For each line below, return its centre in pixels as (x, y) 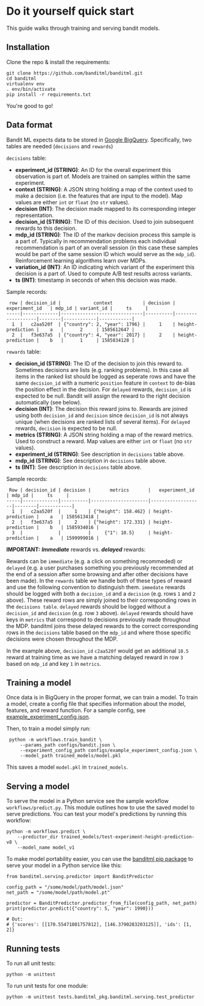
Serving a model (38, 786)
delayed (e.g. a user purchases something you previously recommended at (100, 568)
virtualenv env (26, 84)
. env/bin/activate (31, 89)
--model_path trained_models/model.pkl (70, 756)
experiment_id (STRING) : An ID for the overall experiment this (93, 169)
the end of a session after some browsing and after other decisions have (97, 574)
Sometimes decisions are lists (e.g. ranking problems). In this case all (102, 369)
